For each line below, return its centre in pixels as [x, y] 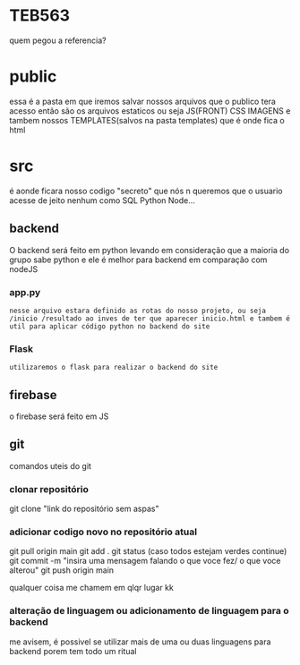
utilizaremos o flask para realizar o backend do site [114, 368]
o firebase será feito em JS [59, 416]
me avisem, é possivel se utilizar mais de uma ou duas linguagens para [140, 642]
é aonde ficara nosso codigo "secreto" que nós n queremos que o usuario [146, 191]
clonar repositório [49, 489]
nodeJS [24, 269]
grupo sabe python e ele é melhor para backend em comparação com [138, 260]
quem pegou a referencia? [58, 40]
